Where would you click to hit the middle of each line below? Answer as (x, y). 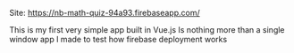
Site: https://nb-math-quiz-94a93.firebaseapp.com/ (105, 13)
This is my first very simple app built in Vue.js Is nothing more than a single (147, 30)
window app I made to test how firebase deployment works (118, 39)
